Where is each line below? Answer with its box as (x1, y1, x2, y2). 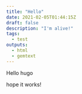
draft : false (6, 20, 39, 26)
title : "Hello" (6, 8, 44, 15)
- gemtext (11, 53, 36, 59)
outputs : (6, 42, 28, 48)
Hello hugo (6, 69, 34, 76)
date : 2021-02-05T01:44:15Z (6, 14, 77, 20)
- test (11, 36, 28, 42)
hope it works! (6, 81, 42, 88)
